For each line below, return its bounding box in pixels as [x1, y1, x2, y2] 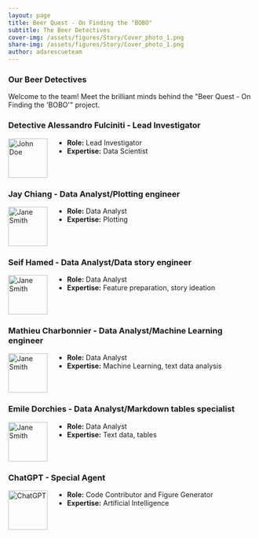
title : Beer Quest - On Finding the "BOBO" [8, 19, 153, 27]
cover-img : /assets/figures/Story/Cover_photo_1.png [8, 33, 184, 42]
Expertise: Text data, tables [67, 429, 157, 439]
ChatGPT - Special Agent [8, 472, 106, 483]
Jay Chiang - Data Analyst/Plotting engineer [8, 188, 181, 199]
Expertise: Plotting [67, 214, 128, 224]
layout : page [8, 11, 51, 20]
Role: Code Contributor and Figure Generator [67, 490, 213, 499]
